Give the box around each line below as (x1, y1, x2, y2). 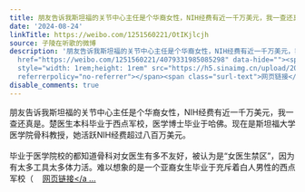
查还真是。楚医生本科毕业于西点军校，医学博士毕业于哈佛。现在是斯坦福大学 (9, 118, 296, 129)
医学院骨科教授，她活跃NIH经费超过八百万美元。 (9, 129, 191, 140)
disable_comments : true (9, 81, 100, 90)
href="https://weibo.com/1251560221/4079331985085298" (17, 55, 230, 64)
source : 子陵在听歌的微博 (9, 38, 97, 48)
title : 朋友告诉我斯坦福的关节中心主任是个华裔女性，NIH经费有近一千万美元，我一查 (9, 13, 287, 23)
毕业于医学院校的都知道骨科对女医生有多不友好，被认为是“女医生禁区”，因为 (9, 150, 295, 161)
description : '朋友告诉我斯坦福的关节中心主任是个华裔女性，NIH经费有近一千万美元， (9, 47, 295, 56)
